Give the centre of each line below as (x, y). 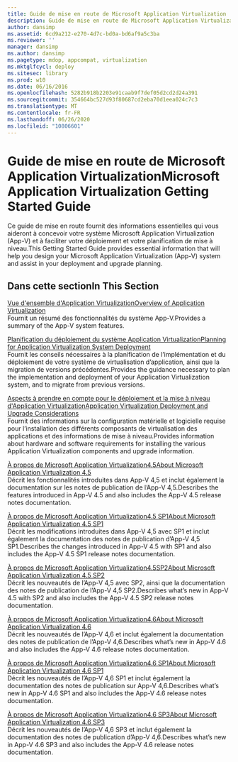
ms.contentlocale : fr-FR (44, 113)
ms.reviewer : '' (31, 40)
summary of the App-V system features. (66, 326)
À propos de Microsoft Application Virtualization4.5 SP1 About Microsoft (112, 517)
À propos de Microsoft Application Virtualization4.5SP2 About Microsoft (111, 568)
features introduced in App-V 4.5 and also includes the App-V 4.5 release (114, 495)
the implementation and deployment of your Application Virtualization (109, 377)
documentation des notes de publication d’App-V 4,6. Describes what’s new (117, 737)
